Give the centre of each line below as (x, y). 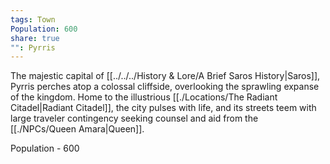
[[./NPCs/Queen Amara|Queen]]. (77, 129)
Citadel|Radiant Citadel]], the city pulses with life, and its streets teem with (163, 108)
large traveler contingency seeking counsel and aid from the (134, 118)
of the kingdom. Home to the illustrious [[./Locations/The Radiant (144, 97)
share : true (35, 38)
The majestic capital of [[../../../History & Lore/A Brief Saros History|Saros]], (165, 76)
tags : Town (33, 19)
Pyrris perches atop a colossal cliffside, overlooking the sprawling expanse (165, 87)
